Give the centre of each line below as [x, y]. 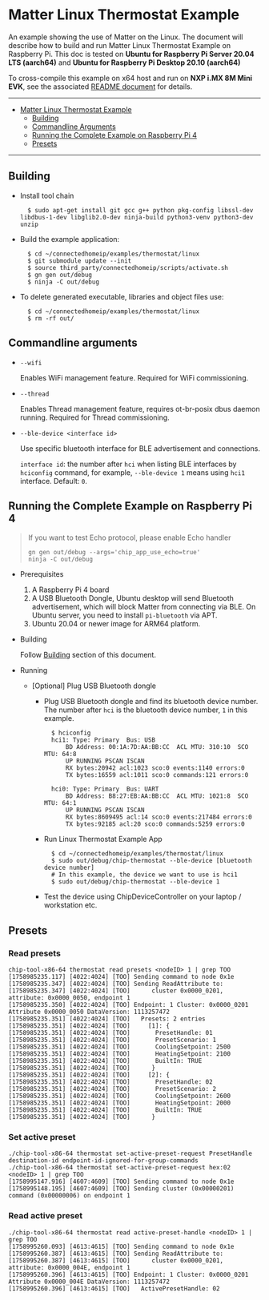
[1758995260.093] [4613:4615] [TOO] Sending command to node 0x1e [121, 1246]
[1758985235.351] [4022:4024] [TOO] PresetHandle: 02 [111, 1082]
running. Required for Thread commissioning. [94, 417]
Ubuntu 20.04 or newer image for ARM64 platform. [116, 624]
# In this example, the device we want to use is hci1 [144, 875]
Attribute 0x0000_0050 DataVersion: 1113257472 [89, 1012]
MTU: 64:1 [60, 803]
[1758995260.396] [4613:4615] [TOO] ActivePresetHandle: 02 [114, 1288]
